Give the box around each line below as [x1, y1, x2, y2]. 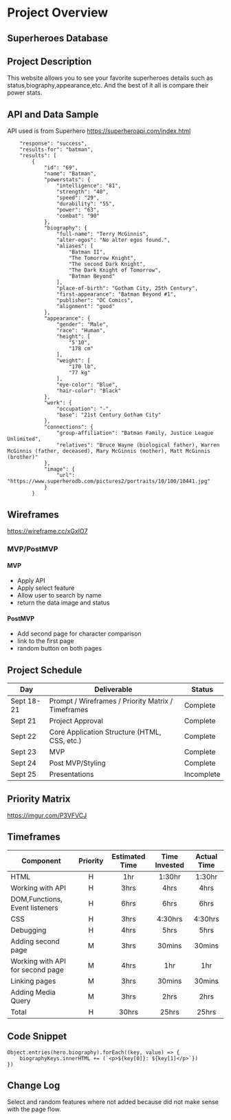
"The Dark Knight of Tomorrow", [68, 267, 162, 274]
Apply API [16, 577, 46, 585]
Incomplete [184, 770, 221, 780]
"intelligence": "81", [56, 183, 122, 190]
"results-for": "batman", [19, 146, 94, 153]
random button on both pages [16, 644, 102, 653]
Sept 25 [10, 770, 36, 780]
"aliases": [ [56, 243, 94, 250]
